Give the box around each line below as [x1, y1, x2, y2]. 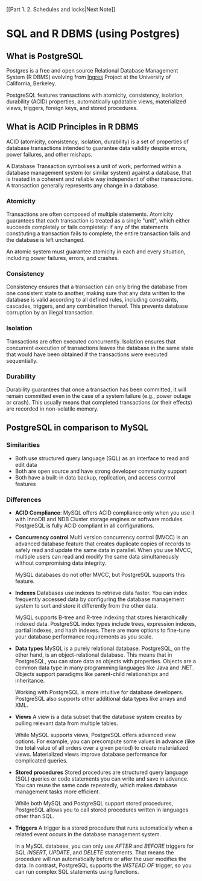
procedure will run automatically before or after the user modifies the [14, 855, 187, 862]
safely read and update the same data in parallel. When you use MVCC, [14, 546, 193, 553]
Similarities [6, 441, 40, 449]
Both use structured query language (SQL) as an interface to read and [14, 454, 189, 462]
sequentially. [6, 357, 38, 364]
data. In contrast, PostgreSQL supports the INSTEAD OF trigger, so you [14, 862, 192, 869]
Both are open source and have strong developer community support [14, 467, 187, 475]
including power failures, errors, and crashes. [6, 255, 119, 262]
